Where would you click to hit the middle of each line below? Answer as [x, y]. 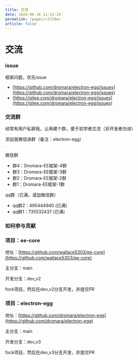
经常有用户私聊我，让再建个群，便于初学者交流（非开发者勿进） [70, 129]
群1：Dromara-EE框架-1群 [38, 184]
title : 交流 [17, 10]
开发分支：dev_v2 [23, 279]
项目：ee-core [23, 240]
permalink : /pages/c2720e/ [33, 19]
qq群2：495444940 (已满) [40, 206]
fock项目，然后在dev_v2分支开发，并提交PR [50, 289]
